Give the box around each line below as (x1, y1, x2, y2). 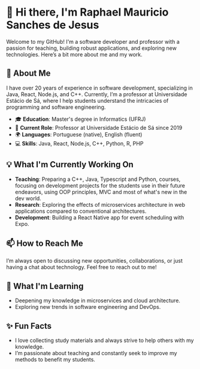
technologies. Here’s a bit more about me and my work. (6, 50, 143, 58)
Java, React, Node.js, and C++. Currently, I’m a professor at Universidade (6, 90, 187, 98)
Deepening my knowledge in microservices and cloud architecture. (14, 297, 181, 304)
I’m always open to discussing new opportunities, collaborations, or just (6, 257, 183, 264)
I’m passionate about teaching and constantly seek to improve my (14, 350, 178, 356)
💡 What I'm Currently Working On (6, 159, 134, 170)
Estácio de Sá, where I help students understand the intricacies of (6, 97, 169, 104)
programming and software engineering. (6, 103, 106, 111)
